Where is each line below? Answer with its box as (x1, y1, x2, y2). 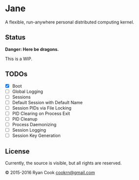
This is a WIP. (5, 56, 33, 62)
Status (5, 33, 26, 42)
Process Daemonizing (12, 122, 57, 127)
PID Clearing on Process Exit (12, 111, 70, 116)
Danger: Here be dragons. (5, 46, 59, 52)
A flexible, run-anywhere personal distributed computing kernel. (5, 19, 135, 25)
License (5, 147, 30, 156)
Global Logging (12, 89, 43, 94)
